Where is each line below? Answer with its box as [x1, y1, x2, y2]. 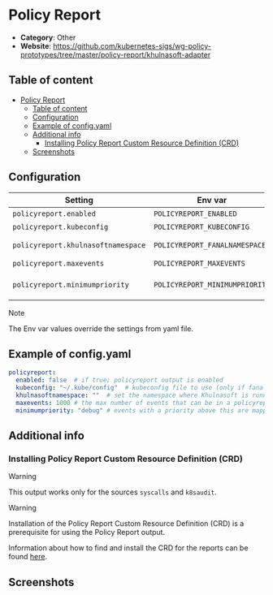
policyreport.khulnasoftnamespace [12, 240, 146, 249]
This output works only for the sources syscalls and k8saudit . [8, 487, 217, 497]
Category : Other [19, 32, 76, 42]
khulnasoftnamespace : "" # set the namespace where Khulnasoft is [15, 391, 249, 399]
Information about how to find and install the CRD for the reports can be [8, 543, 249, 553]
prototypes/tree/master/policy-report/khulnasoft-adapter [19, 50, 211, 59]
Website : [19, 41, 51, 50]
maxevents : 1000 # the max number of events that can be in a [15, 399, 231, 407]
